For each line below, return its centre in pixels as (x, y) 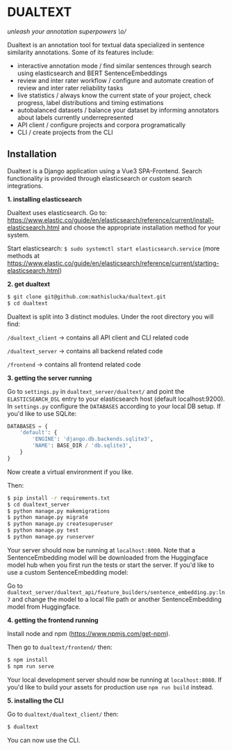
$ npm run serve (31, 666)
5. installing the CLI (35, 701)
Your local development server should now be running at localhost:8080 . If (115, 680)
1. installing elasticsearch (44, 199)
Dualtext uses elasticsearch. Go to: (57, 212)
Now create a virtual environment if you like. (70, 472)
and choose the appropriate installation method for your (141, 228)
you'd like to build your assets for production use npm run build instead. (110, 687)
